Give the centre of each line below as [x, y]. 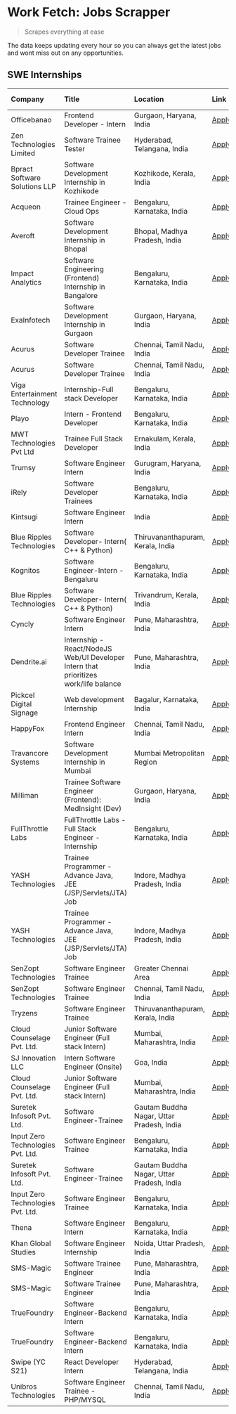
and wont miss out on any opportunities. [66, 53]
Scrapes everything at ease [64, 32]
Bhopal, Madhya [161, 231]
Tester [75, 148]
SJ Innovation [33, 1058]
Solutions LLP [33, 186]
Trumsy [24, 467]
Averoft [23, 235]
